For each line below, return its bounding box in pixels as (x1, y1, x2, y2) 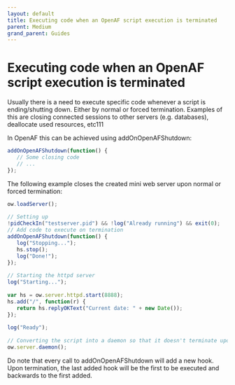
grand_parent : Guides (7, 29, 71, 37)
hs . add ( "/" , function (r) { (7, 298, 86, 305)
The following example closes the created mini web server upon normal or (7, 179, 222, 188)
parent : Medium (7, 23, 52, 30)
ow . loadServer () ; (7, 200, 58, 207)
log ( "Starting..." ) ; (7, 279, 68, 286)
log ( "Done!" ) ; (16, 253, 58, 260)
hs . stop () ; (16, 246, 49, 253)
